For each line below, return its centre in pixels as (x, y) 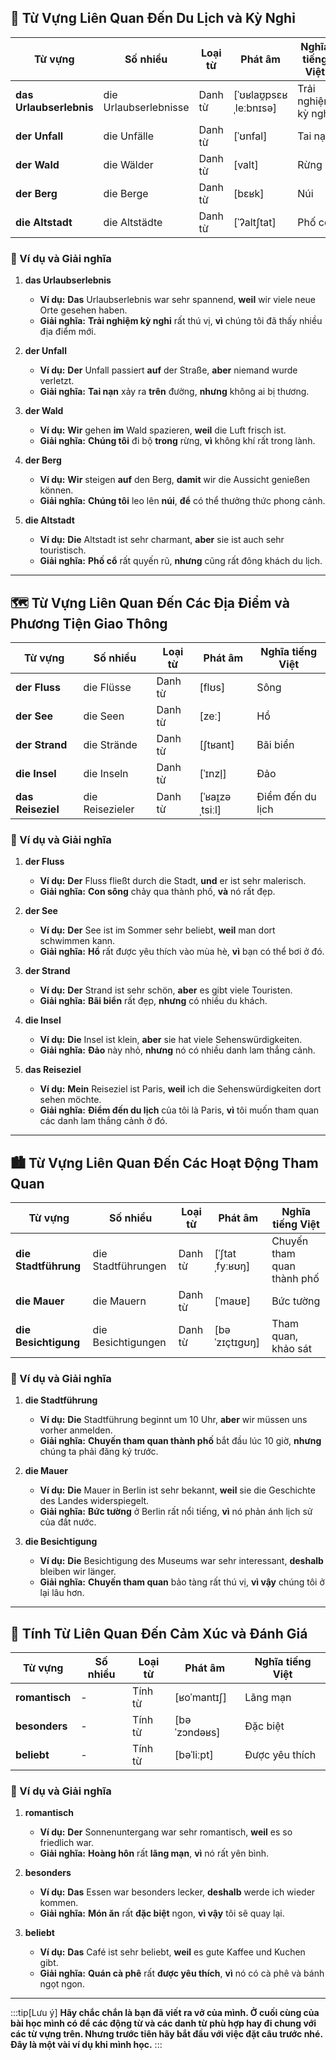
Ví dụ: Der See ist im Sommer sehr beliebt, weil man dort (157, 930)
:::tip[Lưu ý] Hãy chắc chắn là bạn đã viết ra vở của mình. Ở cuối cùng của (165, 2013)
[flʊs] (212, 687)
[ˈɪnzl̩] (213, 773)
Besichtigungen (129, 1343)
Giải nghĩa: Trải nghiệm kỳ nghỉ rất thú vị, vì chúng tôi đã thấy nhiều (181, 321)
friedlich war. (67, 1843)
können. (56, 490)
